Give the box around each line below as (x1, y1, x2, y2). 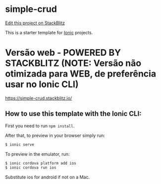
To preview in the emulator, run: (5, 151, 70, 157)
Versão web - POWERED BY (5, 47, 121, 58)
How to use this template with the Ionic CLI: (5, 109, 142, 118)
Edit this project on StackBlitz (5, 20, 65, 26)
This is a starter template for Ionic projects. (5, 29, 93, 35)
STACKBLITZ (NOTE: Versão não (5, 58, 142, 69)
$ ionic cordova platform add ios (5, 161, 77, 166)
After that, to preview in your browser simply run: (5, 132, 106, 138)
